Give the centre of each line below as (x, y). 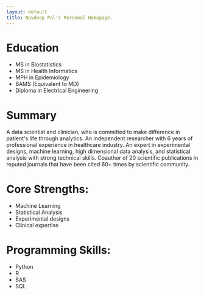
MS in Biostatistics (38, 65)
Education (33, 48)
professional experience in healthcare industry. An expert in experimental (98, 145)
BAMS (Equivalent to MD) (47, 84)
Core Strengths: (47, 189)
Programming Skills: (58, 250)
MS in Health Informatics (46, 71)
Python (24, 267)
